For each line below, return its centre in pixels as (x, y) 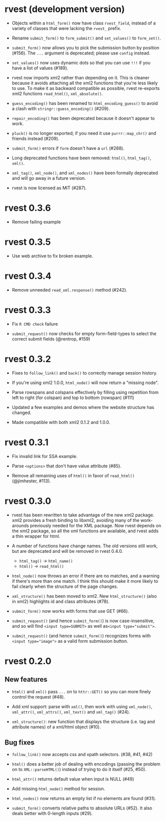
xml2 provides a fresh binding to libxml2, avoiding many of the (76, 520)
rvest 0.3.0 (28, 501)
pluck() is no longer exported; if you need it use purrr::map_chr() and (84, 133)
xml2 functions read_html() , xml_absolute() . (57, 93)
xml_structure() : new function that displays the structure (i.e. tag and (83, 721)
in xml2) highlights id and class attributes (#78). (61, 601)
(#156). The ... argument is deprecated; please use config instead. (81, 53)
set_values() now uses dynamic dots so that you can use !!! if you (81, 62)
